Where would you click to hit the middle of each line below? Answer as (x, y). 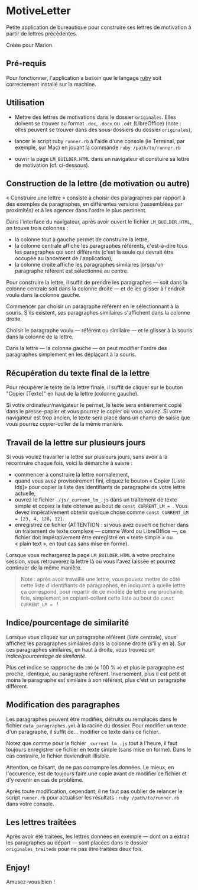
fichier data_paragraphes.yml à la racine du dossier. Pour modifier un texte (96, 725)
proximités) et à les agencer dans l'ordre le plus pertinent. (77, 211)
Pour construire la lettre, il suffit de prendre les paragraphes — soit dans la (97, 283)
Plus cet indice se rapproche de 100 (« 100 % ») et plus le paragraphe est (95, 667)
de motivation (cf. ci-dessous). (52, 165)
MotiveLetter (38, 11)
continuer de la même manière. (44, 568)
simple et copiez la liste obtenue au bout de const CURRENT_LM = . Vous (101, 506)
